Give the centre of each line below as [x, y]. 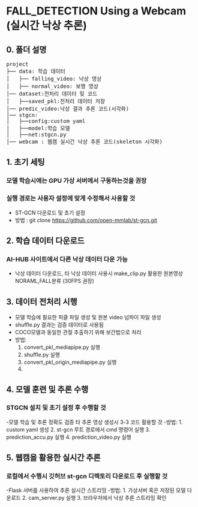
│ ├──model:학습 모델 [38, 128]
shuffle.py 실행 [42, 355]
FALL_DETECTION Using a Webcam [96, 11]
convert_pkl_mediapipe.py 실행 [62, 347]
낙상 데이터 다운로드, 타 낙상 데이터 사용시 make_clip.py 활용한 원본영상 [99, 273]
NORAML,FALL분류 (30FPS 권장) [55, 281]
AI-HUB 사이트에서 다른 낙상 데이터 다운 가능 [67, 259]
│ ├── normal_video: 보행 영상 [52, 86]
